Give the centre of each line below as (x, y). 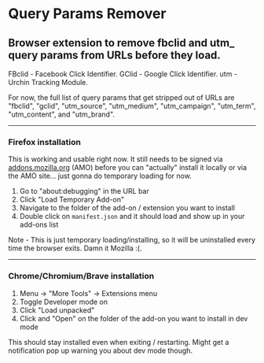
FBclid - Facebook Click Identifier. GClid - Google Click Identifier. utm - (123, 74)
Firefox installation (44, 142)
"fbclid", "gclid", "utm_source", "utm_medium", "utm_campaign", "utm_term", (132, 106)
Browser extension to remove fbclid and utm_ (121, 43)
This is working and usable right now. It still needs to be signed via (115, 159)
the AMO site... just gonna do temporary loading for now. (100, 176)
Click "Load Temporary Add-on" (71, 200)
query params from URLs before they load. (115, 55)
